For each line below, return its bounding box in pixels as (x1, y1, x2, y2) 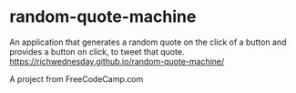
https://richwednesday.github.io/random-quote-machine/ (9, 56, 225, 67)
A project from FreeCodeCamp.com (9, 73, 144, 84)
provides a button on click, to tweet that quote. (9, 46, 185, 57)
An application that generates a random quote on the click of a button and (9, 36, 287, 47)
